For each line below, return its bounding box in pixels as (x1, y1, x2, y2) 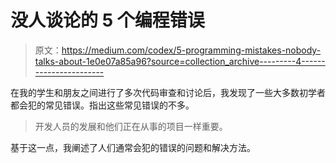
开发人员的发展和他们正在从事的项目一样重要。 (34, 120, 228, 132)
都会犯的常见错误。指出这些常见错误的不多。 (10, 99, 195, 111)
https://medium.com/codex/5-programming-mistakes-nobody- (61, 44, 322, 56)
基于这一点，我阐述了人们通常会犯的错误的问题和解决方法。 (10, 141, 256, 153)
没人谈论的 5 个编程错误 (10, 9, 205, 32)
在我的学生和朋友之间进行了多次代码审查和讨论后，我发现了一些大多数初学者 (10, 86, 326, 98)
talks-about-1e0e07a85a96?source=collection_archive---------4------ (34, 55, 326, 67)
